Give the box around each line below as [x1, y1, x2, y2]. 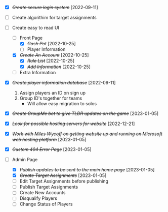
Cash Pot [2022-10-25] [27, 41, 76, 47]
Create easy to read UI [12, 25, 59, 31]
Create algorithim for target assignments [12, 15, 97, 21]
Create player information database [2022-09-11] [12, 79, 116, 85]
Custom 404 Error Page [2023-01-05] [12, 146, 92, 152]
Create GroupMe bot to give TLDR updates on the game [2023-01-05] [12, 110, 159, 116]
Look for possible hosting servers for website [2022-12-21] [12, 120, 135, 127]
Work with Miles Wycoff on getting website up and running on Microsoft [12, 131, 162, 137]
